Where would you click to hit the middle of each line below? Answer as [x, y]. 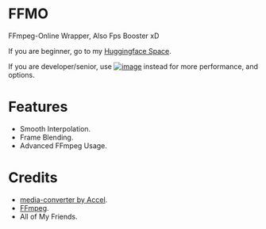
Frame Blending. [46, 137]
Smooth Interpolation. [55, 128]
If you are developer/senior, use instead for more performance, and [133, 66]
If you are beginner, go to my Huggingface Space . [90, 51]
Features [38, 107]
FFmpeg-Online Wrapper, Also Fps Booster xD [84, 36]
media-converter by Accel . [64, 200]
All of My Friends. [48, 216]
